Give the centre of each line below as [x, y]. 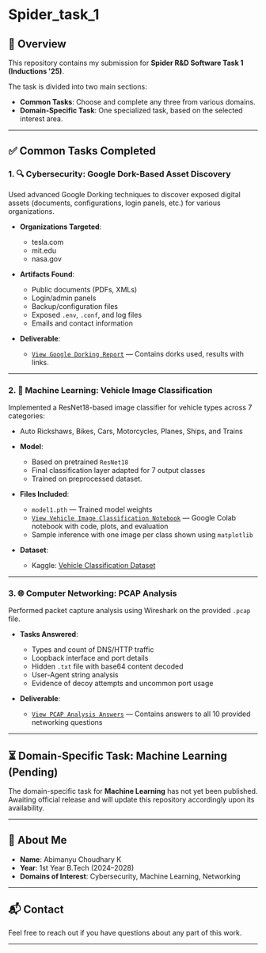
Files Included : [44, 494]
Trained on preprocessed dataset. [87, 478]
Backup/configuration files [75, 306]
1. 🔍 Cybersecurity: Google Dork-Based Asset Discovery [120, 174]
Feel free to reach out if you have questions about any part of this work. [125, 932]
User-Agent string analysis [75, 675]
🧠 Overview [37, 44]
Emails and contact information [82, 323]
